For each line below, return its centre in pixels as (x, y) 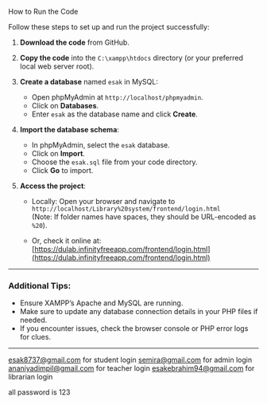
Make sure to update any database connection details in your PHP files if (139, 312)
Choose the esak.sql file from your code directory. (114, 162)
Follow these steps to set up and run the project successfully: (109, 27)
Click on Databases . (65, 106)
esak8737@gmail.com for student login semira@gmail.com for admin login (130, 360)
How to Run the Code (43, 12)
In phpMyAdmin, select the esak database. (101, 145)
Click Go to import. (62, 170)
